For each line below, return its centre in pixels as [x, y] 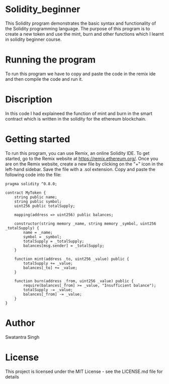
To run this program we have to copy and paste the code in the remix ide [80, 74]
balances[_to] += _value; [51, 268]
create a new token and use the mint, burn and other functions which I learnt [84, 34]
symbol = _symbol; [43, 237]
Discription [29, 100]
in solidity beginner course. [33, 39]
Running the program [51, 60]
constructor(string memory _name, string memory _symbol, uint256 [85, 224]
